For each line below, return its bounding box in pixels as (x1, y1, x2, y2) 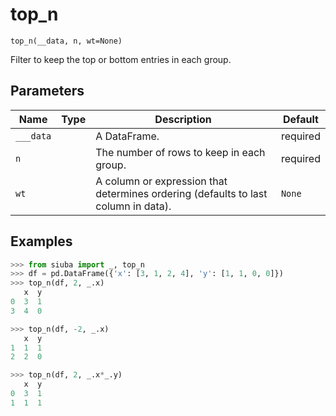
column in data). (95, 199, 172, 213)
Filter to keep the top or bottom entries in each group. (10, 53, 232, 65)
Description (154, 112, 212, 126)
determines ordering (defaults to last (95, 186, 268, 200)
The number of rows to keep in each (95, 145, 266, 159)
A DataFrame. (95, 129, 160, 143)
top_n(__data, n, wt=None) (10, 36, 123, 46)
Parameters (10, 83, 85, 100)
